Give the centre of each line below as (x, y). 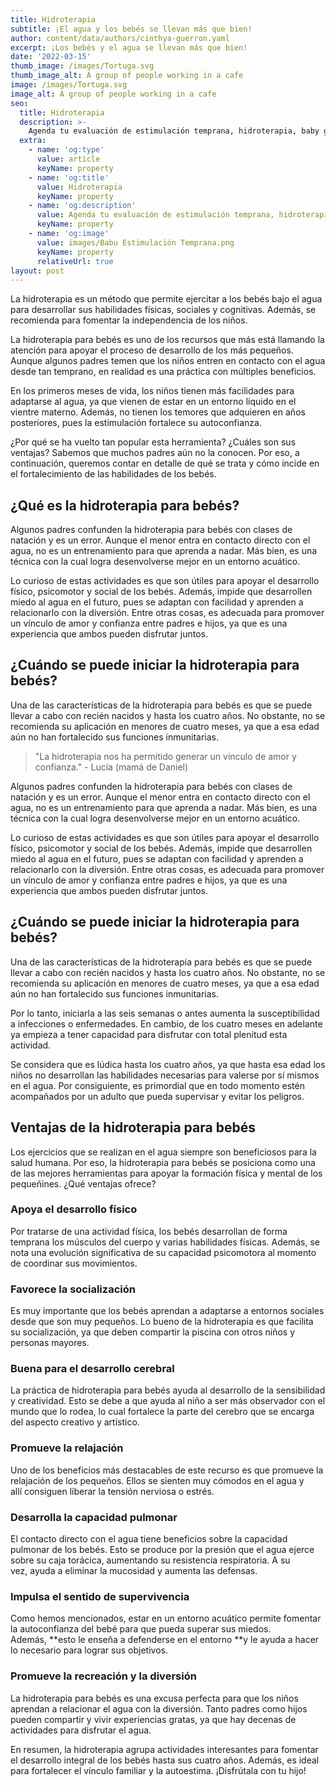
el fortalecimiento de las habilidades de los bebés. (113, 474)
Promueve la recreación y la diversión (103, 1676)
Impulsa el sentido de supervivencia (100, 1596)
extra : (33, 141)
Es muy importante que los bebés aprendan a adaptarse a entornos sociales (167, 1311)
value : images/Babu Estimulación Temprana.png (135, 242)
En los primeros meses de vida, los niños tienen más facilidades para (152, 391)
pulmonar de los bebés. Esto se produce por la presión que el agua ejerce (162, 1549)
